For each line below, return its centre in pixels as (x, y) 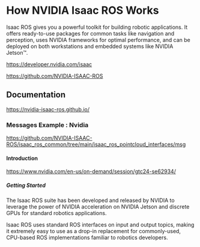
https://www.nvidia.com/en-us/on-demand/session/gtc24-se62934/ (91, 171)
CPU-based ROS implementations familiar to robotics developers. (87, 237)
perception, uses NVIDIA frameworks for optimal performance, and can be (98, 40)
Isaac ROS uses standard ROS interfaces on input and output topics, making (100, 225)
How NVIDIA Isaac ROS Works (83, 11)
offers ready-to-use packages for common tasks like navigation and (90, 33)
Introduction (22, 158)
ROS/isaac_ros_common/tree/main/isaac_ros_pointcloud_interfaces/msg (96, 144)
